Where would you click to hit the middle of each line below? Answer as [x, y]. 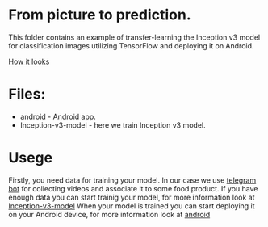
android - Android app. [58, 116]
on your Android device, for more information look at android [109, 214]
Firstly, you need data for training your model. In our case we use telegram [132, 180]
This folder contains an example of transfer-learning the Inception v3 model [134, 37]
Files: [27, 94]
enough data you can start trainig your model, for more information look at [132, 197]
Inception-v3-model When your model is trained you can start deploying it [132, 206]
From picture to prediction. [100, 15]
